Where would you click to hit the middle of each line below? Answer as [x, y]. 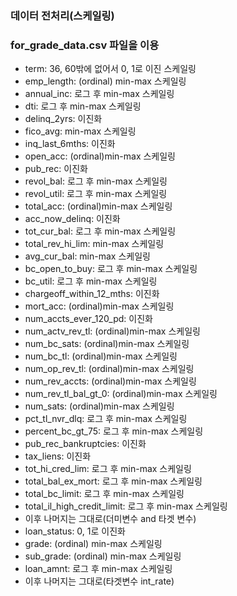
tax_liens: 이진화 [58, 456]
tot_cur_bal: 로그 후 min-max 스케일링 [100, 231]
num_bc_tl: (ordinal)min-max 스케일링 [101, 356]
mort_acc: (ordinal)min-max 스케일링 [99, 306]
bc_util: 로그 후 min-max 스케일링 [91, 281]
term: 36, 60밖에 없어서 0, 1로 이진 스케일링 [110, 69]
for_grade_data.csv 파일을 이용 [85, 45]
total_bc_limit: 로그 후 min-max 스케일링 [104, 494]
